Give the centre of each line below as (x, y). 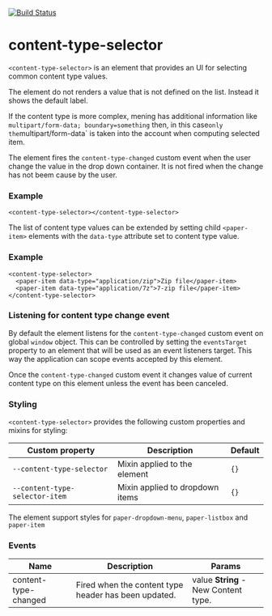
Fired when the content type (130, 585)
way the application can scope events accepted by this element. (115, 359)
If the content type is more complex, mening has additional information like (133, 116)
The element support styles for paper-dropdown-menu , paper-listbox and (128, 517)
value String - (219, 580)
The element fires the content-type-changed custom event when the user (130, 157)
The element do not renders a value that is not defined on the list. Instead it (134, 91)
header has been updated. (126, 595)
